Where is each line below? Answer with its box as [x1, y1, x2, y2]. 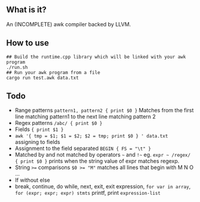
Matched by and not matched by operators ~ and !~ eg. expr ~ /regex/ [14, 151, 190, 158]
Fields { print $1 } [14, 126, 64, 133]
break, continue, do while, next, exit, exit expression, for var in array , [14, 183, 191, 190]
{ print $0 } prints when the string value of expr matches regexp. [14, 158, 180, 165]
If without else [14, 176, 50, 184]
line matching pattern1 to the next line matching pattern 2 [14, 113, 156, 120]
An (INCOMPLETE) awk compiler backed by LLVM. [6, 20, 131, 27]
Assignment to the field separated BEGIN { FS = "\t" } [14, 145, 151, 152]
